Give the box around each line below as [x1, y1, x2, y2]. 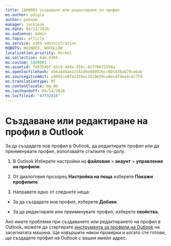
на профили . [12, 164, 41, 170]
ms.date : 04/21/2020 [5, 27, 50, 32]
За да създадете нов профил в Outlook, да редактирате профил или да [5, 143, 160, 149]
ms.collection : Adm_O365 [5, 55, 58, 60]
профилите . [12, 179, 39, 185]
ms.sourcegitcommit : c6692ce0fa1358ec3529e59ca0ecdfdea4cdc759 [5, 74, 143, 79]
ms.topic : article [5, 36, 44, 41]
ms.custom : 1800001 [5, 60, 47, 65]
